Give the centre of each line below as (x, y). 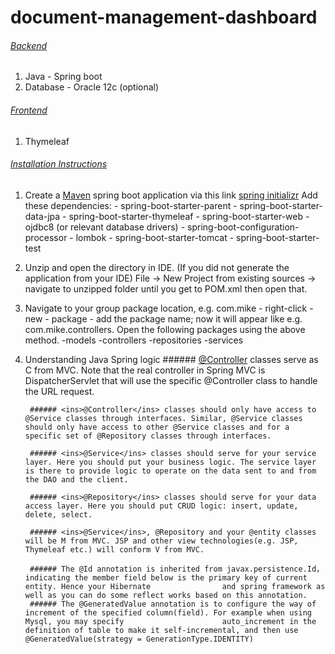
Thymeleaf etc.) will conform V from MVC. (114, 549)
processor (46, 237)
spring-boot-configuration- (243, 227)
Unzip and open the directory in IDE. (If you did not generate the (157, 267)
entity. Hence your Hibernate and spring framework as (175, 586)
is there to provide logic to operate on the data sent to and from (170, 471)
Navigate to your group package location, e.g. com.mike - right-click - (169, 308)
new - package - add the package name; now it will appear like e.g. (163, 318)
